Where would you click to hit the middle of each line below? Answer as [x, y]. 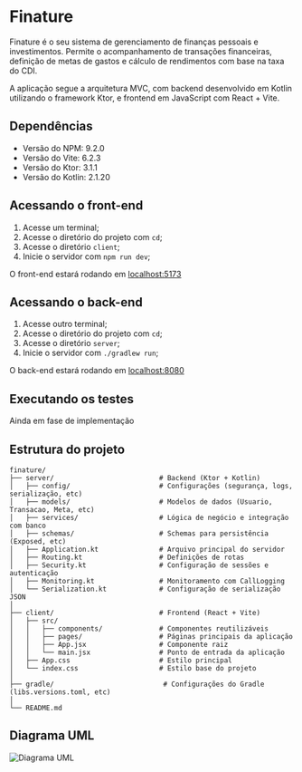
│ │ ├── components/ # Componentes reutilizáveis [139, 629]
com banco [28, 526]
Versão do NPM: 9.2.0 [64, 148]
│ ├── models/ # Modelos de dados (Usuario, [141, 502]
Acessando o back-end [76, 302]
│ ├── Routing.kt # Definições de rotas [127, 557]
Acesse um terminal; [61, 227]
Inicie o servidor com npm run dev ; [86, 256]
